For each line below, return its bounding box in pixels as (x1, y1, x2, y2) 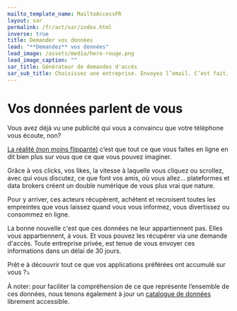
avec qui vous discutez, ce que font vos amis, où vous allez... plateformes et (7, 174, 230, 182)
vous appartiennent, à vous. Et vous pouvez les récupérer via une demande (7, 231, 228, 240)
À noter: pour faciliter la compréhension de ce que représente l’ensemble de (7, 282, 230, 291)
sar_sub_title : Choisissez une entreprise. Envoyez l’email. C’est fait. (7, 70, 230, 77)
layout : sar (7, 17, 42, 24)
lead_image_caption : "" (7, 57, 78, 64)
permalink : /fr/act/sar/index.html (7, 23, 112, 31)
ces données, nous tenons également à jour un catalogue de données (7, 290, 211, 298)
